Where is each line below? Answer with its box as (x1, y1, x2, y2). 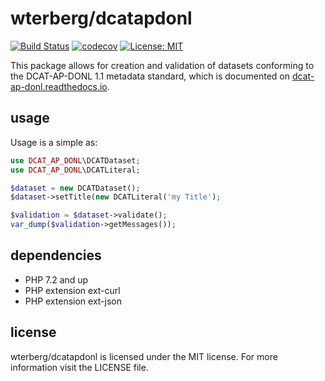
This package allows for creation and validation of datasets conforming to (10, 59, 315, 71)
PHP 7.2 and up (24, 273, 89, 286)
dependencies (10, 247, 102, 264)
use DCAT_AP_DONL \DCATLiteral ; (10, 165, 141, 175)
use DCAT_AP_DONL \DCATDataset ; (10, 155, 141, 166)
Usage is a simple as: (10, 136, 98, 148)
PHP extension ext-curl (24, 284, 121, 296)
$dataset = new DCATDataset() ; (10, 183, 141, 193)
